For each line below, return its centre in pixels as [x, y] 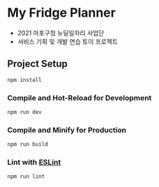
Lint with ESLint [34, 162]
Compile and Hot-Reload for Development [79, 97]
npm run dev [24, 112]
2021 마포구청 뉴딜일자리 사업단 [61, 33]
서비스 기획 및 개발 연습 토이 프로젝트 [68, 41]
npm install [24, 80]
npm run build [28, 145]
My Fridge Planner [62, 13]
